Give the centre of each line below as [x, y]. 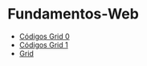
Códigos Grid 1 [44, 44]
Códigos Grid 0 [44, 36]
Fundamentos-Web [73, 14]
